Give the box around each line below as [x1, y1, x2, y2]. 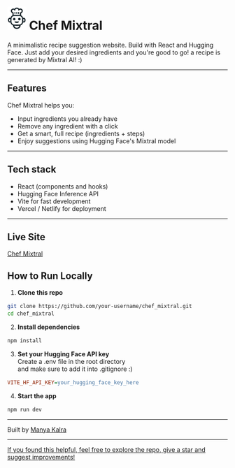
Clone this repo [17, 288, 63, 297]
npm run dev [7, 406, 42, 413]
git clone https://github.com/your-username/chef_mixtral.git [7, 303, 192, 310]
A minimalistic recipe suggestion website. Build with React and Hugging [7, 41, 214, 49]
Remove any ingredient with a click [17, 122, 118, 130]
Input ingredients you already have [17, 115, 117, 123]
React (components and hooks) [17, 182, 108, 191]
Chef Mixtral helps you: [7, 101, 75, 109]
